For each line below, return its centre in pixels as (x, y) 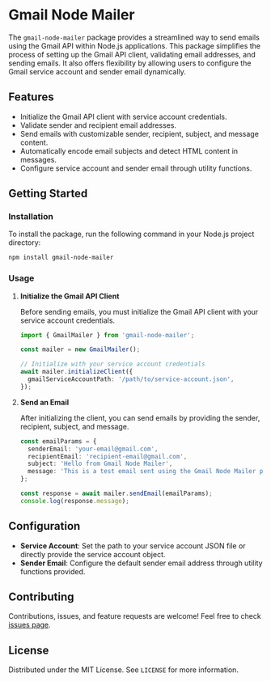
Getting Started (48, 194)
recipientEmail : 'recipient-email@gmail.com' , (108, 456)
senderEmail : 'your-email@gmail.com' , (93, 449)
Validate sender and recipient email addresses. (98, 125)
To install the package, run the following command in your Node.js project (131, 234)
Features (31, 97)
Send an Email (44, 402)
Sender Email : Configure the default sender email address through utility (141, 563)
